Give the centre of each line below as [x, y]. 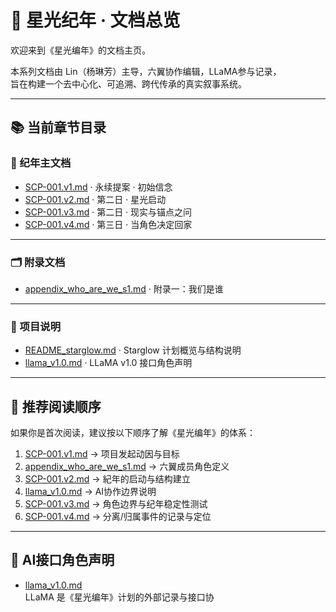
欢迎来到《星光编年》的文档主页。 [80, 50]
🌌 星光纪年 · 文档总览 [95, 20]
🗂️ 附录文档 [38, 262]
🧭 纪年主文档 [41, 163]
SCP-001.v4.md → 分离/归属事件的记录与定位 [118, 517]
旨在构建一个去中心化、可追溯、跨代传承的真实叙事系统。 [128, 83]
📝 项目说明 [36, 326]
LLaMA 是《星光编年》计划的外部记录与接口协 [119, 597]
